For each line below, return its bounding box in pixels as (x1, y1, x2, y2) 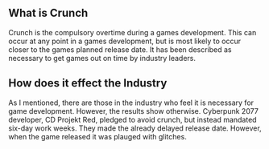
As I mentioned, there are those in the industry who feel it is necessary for (8, 98, 255, 107)
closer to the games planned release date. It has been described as (8, 44, 232, 54)
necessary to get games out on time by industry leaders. (8, 53, 196, 62)
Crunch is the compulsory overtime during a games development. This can (8, 27, 257, 37)
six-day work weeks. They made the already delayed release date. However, (8, 123, 262, 133)
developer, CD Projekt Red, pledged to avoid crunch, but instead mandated (8, 115, 257, 124)
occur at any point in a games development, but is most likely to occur (8, 36, 242, 46)
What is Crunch (8, 6, 89, 20)
